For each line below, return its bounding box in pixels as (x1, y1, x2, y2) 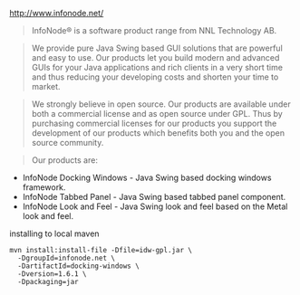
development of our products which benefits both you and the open (31, 128, 285, 138)
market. (31, 81, 61, 91)
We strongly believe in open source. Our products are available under (31, 99, 292, 109)
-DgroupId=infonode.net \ (17, 253, 116, 262)
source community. (31, 138, 104, 147)
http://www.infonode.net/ (9, 8, 104, 18)
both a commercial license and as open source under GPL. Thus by (31, 109, 283, 119)
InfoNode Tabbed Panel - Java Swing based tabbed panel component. (22, 192, 286, 202)
